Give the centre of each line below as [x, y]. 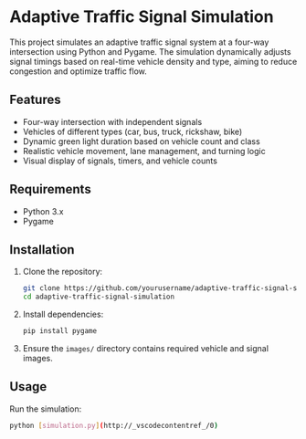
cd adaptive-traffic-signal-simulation [99, 297]
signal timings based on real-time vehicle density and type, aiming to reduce [153, 61]
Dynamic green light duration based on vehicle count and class [141, 141]
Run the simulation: [46, 409]
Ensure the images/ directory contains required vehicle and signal [146, 348]
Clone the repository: [63, 272]
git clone [42, 288]
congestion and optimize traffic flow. [79, 71]
